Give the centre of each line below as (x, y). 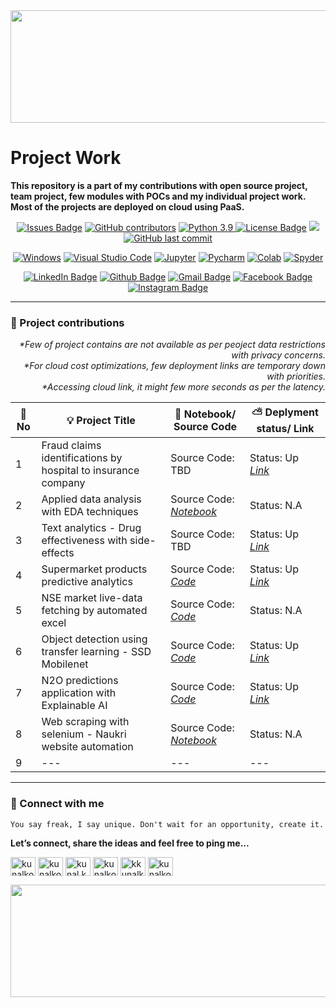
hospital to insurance (90, 471)
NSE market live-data (92, 598)
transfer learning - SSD (96, 652)
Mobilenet (65, 664)
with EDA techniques (90, 512)
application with (79, 693)
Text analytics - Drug (91, 528)
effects (58, 553)
